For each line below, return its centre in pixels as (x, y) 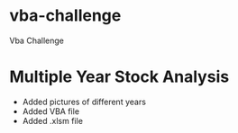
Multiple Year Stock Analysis (119, 77)
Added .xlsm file (53, 120)
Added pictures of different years (84, 102)
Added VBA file (50, 111)
